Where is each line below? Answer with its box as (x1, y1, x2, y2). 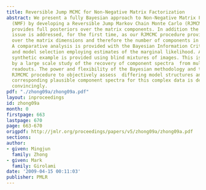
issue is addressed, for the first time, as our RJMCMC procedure (12, 32, 185, 38)
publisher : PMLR (6, 174, 48, 181)
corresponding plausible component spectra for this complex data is (12, 77, 193, 83)
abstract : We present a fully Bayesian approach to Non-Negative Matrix (6, 15, 196, 21)
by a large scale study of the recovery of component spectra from (12, 60, 191, 66)
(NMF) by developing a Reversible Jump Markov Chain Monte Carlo (12, 20, 183, 26)
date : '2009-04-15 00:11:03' (6, 169, 81, 175)
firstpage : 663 (6, 112, 45, 118)
